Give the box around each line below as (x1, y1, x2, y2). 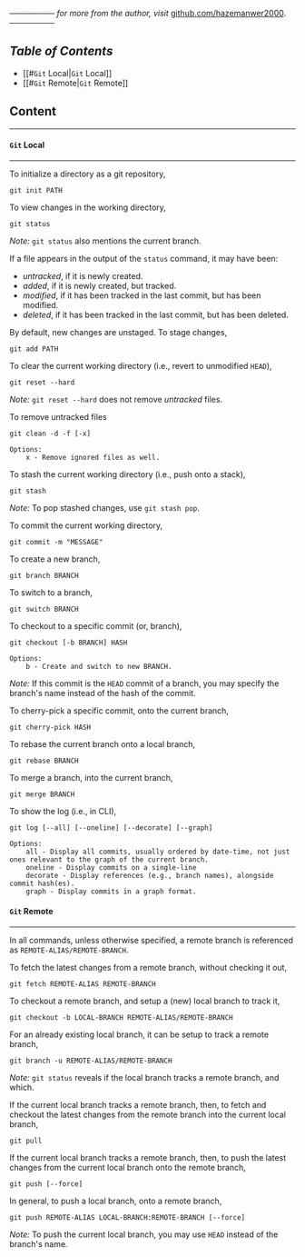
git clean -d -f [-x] (9, 429, 92, 438)
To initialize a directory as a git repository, (9, 168, 166, 179)
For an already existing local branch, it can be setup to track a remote (9, 1029, 270, 1040)
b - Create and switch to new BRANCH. (25, 662, 172, 671)
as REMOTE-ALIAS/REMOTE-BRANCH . (9, 944, 129, 955)
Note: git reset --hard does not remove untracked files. (9, 394, 223, 404)
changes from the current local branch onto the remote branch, (9, 1162, 247, 1173)
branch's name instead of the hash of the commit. (9, 687, 197, 698)
